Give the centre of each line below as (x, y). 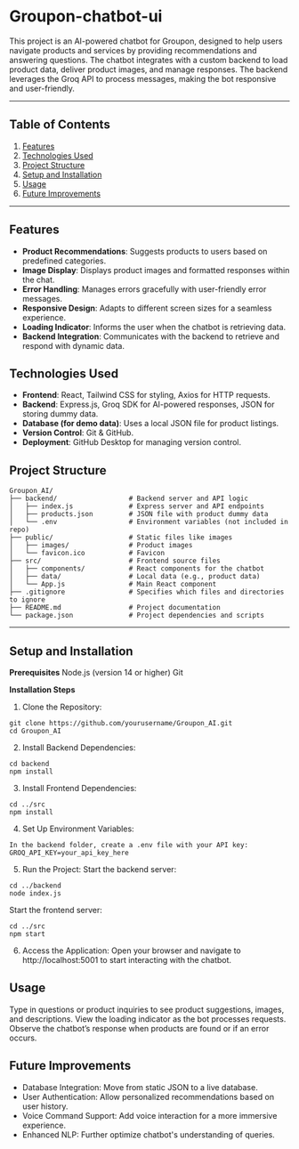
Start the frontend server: (56, 910)
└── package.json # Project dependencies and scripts (137, 616)
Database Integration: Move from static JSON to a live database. (140, 1087)
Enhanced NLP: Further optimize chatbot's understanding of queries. (149, 1134)
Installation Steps (42, 690)
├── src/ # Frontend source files (115, 561)
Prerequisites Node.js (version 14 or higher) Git (97, 672)
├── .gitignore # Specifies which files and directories (147, 592)
